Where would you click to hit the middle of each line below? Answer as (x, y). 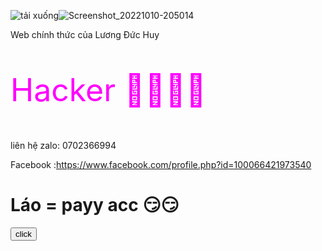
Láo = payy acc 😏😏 (95, 205)
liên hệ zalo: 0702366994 (63, 145)
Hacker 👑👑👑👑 (108, 90)
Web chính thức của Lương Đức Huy (85, 34)
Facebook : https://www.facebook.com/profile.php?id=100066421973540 (161, 164)
